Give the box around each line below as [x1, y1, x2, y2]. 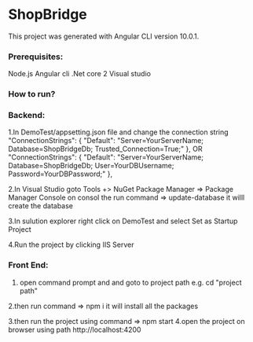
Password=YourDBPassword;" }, [8, 169, 113, 178]
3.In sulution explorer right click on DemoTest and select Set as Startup [8, 216, 238, 226]
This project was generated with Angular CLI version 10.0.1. [8, 31, 200, 41]
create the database [8, 201, 73, 211]
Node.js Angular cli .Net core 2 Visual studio [8, 69, 152, 79]
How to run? [8, 89, 56, 100]
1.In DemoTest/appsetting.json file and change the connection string [8, 127, 229, 137]
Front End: [8, 259, 49, 270]
